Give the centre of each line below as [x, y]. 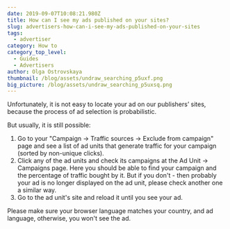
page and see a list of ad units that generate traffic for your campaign [117, 146]
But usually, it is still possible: [49, 125]
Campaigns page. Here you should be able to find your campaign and [117, 168]
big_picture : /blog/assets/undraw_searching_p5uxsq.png [90, 85]
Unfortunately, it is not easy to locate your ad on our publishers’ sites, [107, 104]
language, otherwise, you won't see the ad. [69, 219]
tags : [15, 33]
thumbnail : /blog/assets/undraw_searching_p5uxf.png [85, 78]
